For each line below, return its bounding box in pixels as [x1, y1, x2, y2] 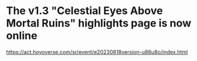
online [6, 29, 37, 42]
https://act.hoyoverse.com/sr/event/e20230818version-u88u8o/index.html [6, 48, 188, 55]
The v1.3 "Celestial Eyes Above [6, 4, 163, 18]
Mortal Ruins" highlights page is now [6, 16, 192, 30]
